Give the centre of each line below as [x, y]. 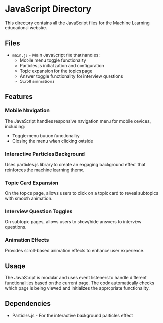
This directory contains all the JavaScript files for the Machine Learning [77, 23]
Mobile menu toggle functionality [53, 60]
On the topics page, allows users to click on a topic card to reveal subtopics [82, 193]
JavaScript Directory [48, 9]
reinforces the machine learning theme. [45, 170]
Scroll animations [37, 81]
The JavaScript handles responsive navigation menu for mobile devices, [78, 121]
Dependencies [28, 304]
